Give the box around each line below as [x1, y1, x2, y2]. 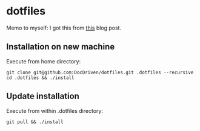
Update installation [6, 91, 80, 101]
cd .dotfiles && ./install [6, 74, 75, 81]
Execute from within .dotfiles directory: [6, 107, 103, 114]
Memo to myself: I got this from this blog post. [6, 24, 122, 31]
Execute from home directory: [6, 57, 81, 65]
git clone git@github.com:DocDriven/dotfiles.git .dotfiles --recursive [6, 69, 194, 75]
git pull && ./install [6, 119, 64, 125]
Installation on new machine [6, 42, 115, 52]
